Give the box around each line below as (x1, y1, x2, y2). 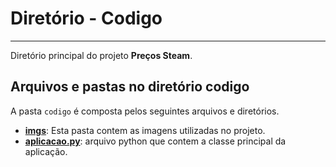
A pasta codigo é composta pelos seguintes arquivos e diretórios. (10, 105, 280, 117)
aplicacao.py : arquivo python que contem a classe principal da (24, 135, 287, 147)
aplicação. (24, 145, 68, 157)
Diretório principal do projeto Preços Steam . (10, 49, 193, 61)
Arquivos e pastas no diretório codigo (10, 78, 250, 96)
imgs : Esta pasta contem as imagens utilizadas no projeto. (24, 124, 266, 136)
